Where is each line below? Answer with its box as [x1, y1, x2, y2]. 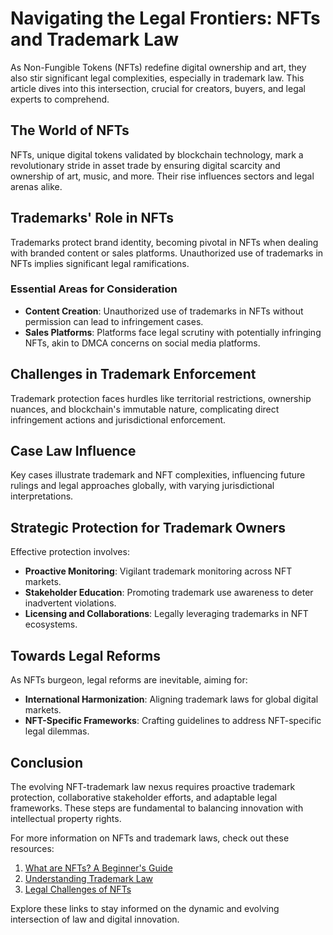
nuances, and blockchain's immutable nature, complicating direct [10, 403, 280, 415]
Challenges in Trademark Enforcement [10, 366, 257, 383]
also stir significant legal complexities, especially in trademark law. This [10, 72, 305, 84]
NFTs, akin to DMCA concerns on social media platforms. [24, 337, 261, 349]
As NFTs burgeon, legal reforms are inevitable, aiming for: [10, 674, 248, 686]
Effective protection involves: [10, 546, 130, 558]
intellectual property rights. [10, 812, 122, 824]
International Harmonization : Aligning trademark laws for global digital [24, 693, 319, 706]
